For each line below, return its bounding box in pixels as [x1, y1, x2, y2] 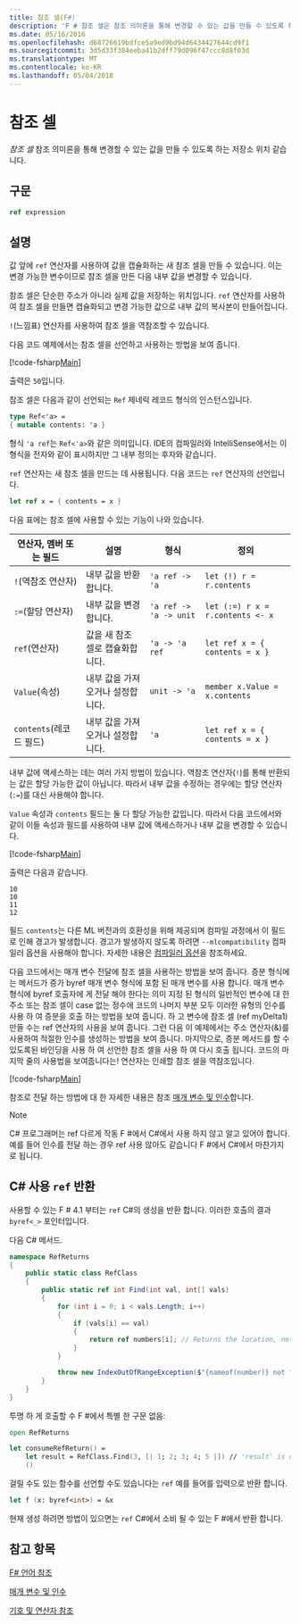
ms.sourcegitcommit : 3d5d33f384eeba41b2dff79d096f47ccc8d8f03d [9, 46, 250, 55]
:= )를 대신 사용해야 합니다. [12, 789, 104, 800]
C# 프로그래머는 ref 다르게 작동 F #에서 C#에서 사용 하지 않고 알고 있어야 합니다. [9, 1128, 290, 1138]
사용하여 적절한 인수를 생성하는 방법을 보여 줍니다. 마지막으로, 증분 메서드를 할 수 [9, 1033, 290, 1044]
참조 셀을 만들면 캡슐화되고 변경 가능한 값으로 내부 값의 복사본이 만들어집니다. [18, 301, 288, 312]
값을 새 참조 [86, 629, 132, 641]
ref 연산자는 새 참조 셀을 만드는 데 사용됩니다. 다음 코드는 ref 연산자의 [9, 468, 254, 479]
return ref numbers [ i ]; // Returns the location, [88, 1336, 278, 1345]
